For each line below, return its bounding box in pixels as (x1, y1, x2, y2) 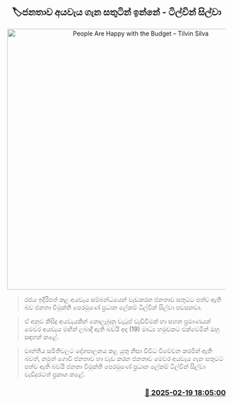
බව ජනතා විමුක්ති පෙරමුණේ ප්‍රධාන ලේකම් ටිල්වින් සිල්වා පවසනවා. (24, 302, 202, 312)
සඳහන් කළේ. (24, 332, 59, 341)
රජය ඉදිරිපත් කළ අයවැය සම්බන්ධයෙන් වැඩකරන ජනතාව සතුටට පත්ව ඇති (24, 295, 222, 303)
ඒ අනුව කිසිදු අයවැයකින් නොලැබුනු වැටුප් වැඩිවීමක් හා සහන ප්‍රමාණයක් (24, 316, 212, 325)
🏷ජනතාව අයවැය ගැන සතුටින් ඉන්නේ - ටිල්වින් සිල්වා (11, 6, 222, 18)
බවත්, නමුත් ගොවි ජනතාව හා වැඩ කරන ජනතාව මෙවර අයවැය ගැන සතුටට (24, 354, 224, 362)
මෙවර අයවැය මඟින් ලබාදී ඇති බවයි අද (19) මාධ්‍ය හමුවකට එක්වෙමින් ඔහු (24, 325, 220, 333)
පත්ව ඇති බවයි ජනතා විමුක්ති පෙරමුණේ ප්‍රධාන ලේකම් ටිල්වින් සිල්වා (24, 362, 206, 371)
